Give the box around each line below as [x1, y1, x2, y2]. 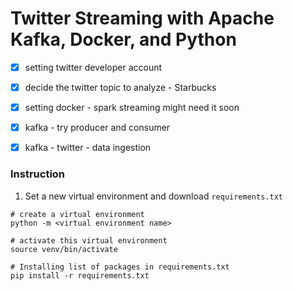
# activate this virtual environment [10, 235, 168, 246]
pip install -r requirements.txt [10, 270, 150, 281]
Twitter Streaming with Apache [10, 7, 275, 30]
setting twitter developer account [24, 61, 163, 73]
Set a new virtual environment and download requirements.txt [24, 190, 283, 202]
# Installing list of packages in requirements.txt [10, 262, 230, 272]
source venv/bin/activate [10, 244, 118, 254]
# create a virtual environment [10, 209, 145, 219]
